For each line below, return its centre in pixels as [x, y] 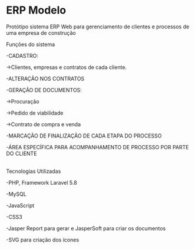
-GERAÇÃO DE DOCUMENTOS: [44, 90]
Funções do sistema [31, 44]
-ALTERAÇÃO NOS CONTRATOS [45, 78]
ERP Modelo [36, 10]
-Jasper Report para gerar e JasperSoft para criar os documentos [86, 228]
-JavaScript [20, 205]
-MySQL [16, 194]
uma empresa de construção [41, 32]
